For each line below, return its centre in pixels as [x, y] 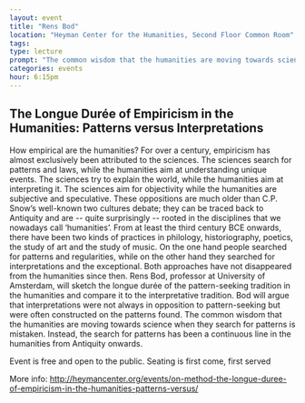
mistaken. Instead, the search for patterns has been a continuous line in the [151, 334]
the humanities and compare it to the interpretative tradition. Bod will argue [149, 295]
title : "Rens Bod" [44, 26]
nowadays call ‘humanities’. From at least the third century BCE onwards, [146, 227]
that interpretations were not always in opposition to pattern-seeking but [145, 305]
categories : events [46, 69]
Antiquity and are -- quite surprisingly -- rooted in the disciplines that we [145, 217]
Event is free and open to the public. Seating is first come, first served [140, 361]
